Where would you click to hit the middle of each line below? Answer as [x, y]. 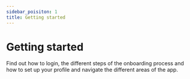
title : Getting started [36, 17]
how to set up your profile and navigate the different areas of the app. [92, 70]
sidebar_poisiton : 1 [32, 12]
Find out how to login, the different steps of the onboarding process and [95, 63]
